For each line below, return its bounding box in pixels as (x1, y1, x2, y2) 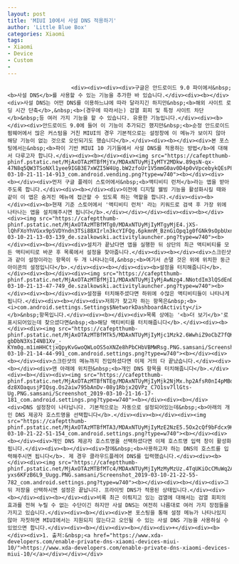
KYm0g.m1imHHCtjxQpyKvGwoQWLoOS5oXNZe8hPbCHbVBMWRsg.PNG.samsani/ (7, 344, 208, 351)
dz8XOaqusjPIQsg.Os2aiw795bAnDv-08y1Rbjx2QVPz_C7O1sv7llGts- (7, 383, 193, 391)
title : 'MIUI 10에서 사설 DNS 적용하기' (7, 17, 117, 24)
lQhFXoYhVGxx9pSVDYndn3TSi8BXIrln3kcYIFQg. (7, 227, 139, 235)
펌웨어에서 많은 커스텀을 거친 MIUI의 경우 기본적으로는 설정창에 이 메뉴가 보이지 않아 (7, 129, 226, 137)
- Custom (7, 57, 33, 64)
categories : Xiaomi (7, 30, 65, 38)
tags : (7, 37, 23, 44)
